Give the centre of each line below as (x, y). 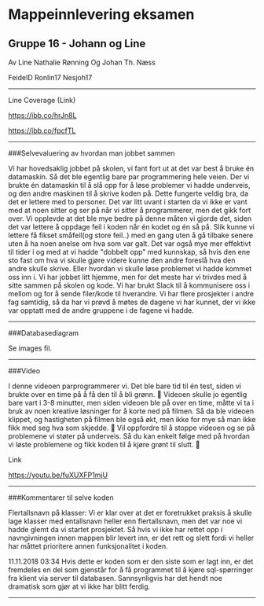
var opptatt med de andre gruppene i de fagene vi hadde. (101, 310)
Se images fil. (30, 348)
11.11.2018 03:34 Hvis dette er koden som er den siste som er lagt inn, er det (131, 561)
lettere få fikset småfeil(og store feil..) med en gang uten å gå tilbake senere (131, 235)
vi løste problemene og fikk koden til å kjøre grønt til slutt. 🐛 (104, 444)
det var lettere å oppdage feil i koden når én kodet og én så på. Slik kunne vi (132, 227)
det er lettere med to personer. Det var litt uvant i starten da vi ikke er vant (128, 202)
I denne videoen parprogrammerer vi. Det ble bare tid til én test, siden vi (125, 386)
